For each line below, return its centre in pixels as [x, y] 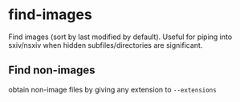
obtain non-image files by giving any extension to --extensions [112, 89]
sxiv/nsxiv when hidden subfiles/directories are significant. [106, 45]
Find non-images [52, 71]
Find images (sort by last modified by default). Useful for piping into [120, 37]
